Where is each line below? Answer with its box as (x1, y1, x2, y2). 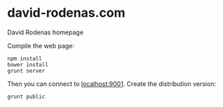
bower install (7, 61, 49, 68)
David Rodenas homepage (7, 28, 84, 36)
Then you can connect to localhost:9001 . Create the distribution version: (7, 79, 216, 88)
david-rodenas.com (7, 5, 126, 21)
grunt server (7, 67, 46, 74)
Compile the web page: (7, 41, 75, 50)
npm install (7, 55, 42, 62)
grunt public (7, 93, 46, 100)
